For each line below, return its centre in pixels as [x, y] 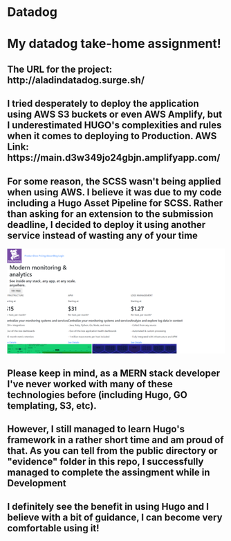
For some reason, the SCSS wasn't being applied [114, 181]
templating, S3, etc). [52, 406]
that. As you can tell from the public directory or [112, 451]
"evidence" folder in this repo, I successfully [105, 461]
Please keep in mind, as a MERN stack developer [114, 373]
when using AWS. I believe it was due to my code [114, 192]
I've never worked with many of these [90, 384]
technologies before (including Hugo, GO [98, 394]
